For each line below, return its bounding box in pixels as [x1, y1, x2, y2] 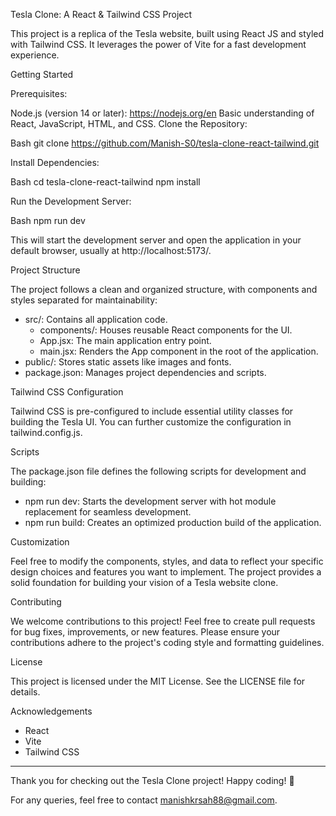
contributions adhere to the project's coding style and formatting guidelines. [10, 637, 325, 648]
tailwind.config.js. [10, 427, 83, 438]
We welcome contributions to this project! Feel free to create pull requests [10, 615, 316, 627]
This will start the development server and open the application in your [10, 234, 302, 246]
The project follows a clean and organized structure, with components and [10, 284, 318, 295]
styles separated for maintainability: [10, 294, 158, 306]
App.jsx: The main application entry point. [39, 335, 212, 346]
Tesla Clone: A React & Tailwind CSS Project [10, 9, 193, 20]
